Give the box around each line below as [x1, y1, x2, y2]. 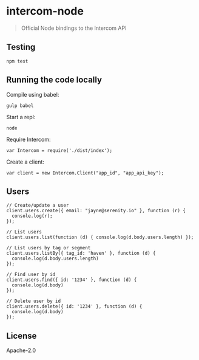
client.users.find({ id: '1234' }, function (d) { [6, 277, 137, 283]
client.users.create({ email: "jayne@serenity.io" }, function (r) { [6, 208, 186, 214]
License [6, 330, 37, 341]
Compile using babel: [6, 91, 59, 98]
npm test [6, 58, 29, 64]
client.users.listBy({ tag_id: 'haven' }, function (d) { [6, 251, 156, 257]
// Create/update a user [6, 202, 69, 209]
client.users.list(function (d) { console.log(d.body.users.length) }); [6, 234, 194, 241]
